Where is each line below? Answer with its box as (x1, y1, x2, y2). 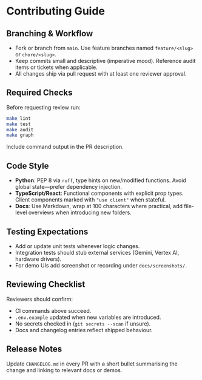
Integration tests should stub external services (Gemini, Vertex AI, (15, 249, 180, 256)
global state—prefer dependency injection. (15, 183, 123, 191)
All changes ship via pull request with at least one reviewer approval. (15, 70, 187, 77)
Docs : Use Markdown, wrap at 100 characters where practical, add (15, 203, 183, 210)
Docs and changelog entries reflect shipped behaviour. (15, 326, 153, 333)
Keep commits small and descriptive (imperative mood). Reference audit (15, 57, 196, 64)
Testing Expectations (6, 226, 89, 237)
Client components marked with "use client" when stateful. (15, 196, 166, 203)
